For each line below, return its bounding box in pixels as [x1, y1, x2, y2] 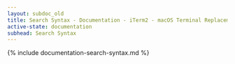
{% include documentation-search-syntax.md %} [7, 49, 150, 57]
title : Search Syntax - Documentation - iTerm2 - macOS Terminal [7, 17, 201, 24]
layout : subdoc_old [7, 10, 64, 17]
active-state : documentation [7, 23, 92, 30]
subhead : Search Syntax [7, 29, 77, 37]
